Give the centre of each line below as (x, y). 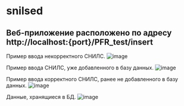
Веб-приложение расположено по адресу (89, 33)
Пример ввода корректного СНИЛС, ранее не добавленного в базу (92, 79)
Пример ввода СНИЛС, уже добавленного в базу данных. (80, 68)
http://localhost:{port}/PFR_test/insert (80, 42)
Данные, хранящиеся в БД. (41, 97)
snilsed (25, 11)
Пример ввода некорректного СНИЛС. (56, 56)
